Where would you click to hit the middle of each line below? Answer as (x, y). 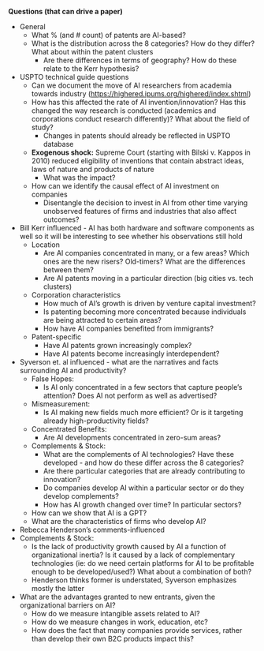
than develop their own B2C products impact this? (113, 639)
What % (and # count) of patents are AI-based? (109, 35)
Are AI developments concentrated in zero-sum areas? (132, 438)
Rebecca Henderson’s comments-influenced (92, 529)
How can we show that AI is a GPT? (89, 513)
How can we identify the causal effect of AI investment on (125, 186)
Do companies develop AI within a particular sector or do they (143, 488)
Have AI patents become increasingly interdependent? (131, 354)
